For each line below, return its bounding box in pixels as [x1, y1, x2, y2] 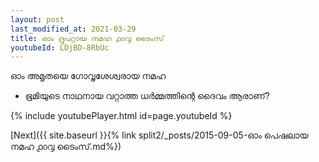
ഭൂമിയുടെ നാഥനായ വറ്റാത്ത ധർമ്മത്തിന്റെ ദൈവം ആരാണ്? [24, 90, 270, 102]
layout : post [10, 14, 65, 25]
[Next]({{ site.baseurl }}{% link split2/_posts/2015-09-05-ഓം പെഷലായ [10, 129, 309, 141]
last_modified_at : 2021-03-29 [10, 24, 137, 34]
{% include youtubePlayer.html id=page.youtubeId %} [10, 110, 233, 122]
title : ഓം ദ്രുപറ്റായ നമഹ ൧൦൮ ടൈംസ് [10, 33, 165, 43]
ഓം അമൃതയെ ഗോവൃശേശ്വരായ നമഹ [10, 70, 167, 82]
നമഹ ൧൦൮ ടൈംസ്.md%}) [10, 141, 122, 153]
